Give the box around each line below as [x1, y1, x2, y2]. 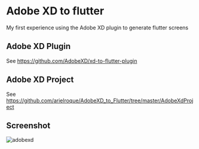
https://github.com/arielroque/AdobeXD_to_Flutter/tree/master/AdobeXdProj [6, 97, 194, 104]
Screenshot [6, 120, 51, 130]
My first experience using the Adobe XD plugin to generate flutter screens [6, 24, 189, 31]
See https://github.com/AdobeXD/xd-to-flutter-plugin [6, 57, 137, 64]
